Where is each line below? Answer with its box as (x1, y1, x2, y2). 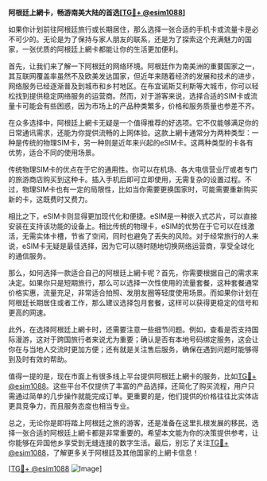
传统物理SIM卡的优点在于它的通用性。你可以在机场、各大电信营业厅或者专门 (8, 165, 258, 174)
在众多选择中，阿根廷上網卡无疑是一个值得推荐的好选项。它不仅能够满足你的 (8, 118, 259, 127)
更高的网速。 (8, 308, 50, 317)
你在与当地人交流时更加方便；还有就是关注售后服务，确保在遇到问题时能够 (8, 345, 252, 354)
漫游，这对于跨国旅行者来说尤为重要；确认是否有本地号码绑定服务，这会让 (14, 335, 259, 344)
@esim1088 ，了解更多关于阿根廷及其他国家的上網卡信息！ (8, 448, 200, 457)
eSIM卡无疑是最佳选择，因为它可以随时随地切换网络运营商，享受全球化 (21, 242, 255, 250)
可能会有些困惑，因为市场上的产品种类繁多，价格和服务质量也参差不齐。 (21, 101, 259, 111)
